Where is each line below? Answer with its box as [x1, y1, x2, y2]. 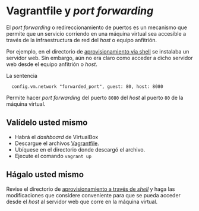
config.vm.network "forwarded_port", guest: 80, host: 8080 [11, 83, 163, 90]
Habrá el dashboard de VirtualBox [14, 133, 99, 140]
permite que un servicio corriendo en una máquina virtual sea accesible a [6, 30, 187, 37]
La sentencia [6, 72, 37, 79]
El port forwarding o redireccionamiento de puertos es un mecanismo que [6, 24, 187, 31]
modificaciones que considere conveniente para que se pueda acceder [6, 191, 181, 199]
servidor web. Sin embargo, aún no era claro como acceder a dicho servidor [6, 54, 193, 61]
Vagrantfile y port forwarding [6, 4, 154, 18]
